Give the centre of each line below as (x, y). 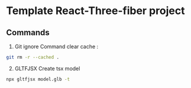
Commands (28, 33)
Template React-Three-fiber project (96, 11)
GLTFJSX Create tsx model (47, 68)
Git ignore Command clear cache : (56, 46)
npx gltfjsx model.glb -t (38, 79)
